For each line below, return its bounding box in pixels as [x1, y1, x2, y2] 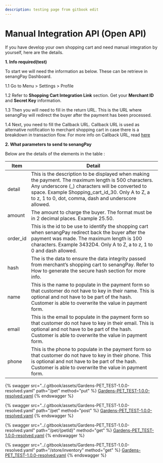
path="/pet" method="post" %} [36, 407, 99, 413]
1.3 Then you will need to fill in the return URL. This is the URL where [5, 107, 142, 112]
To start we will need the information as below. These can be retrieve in [5, 68, 148, 74]
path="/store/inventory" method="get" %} [36, 447, 121, 453]
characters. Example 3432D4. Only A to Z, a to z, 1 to [31, 241, 153, 248]
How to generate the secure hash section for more [31, 267, 146, 274]
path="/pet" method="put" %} [36, 388, 97, 393]
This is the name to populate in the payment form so [31, 281, 150, 288]
